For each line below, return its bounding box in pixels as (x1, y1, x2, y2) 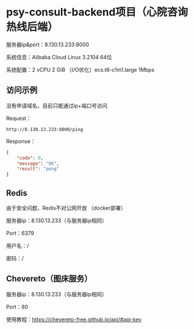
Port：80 (6, 303, 28, 310)
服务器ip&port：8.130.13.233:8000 (6, 41, 89, 48)
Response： (6, 138, 36, 145)
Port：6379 (6, 229, 34, 237)
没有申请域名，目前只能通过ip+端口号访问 (6, 102, 108, 109)
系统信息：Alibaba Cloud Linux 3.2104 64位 (6, 53, 112, 60)
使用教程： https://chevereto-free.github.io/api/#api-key (6, 315, 142, 323)
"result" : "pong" (17, 166, 60, 172)
